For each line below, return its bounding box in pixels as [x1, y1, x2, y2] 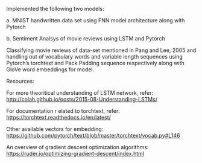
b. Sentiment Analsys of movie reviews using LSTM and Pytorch [6, 35, 166, 42]
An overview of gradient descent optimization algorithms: [6, 144, 149, 150]
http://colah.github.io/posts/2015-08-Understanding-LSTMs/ [6, 96, 158, 103]
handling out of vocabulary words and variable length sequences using [6, 53, 183, 60]
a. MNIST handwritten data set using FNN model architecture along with [6, 17, 185, 24]
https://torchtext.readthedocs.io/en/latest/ [6, 114, 112, 121]
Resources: [6, 78, 34, 85]
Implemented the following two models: [6, 5, 104, 12]
